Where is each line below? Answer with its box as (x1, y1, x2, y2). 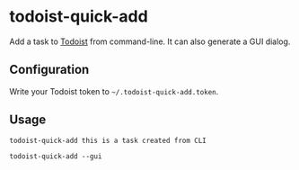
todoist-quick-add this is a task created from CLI (9, 136, 207, 145)
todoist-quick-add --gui (9, 151, 102, 161)
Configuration (9, 62, 90, 77)
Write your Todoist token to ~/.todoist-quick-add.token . (9, 85, 219, 96)
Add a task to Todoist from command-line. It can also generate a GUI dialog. (9, 36, 291, 47)
